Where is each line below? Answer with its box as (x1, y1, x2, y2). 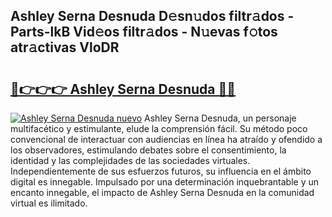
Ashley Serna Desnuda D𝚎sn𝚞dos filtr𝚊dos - (10, 8, 295, 25)
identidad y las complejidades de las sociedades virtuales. (10, 155, 251, 166)
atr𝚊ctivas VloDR (10, 39, 120, 56)
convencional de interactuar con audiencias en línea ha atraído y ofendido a (10, 134, 323, 145)
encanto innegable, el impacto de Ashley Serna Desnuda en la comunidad (10, 187, 315, 198)
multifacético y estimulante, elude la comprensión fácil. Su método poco (10, 123, 308, 134)
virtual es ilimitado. (10, 197, 88, 209)
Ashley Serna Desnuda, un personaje (144, 112, 297, 124)
